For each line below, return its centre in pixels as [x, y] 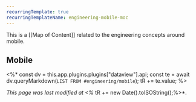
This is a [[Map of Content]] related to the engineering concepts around [96, 34]
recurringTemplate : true [38, 12]
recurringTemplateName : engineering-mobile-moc [67, 18]
